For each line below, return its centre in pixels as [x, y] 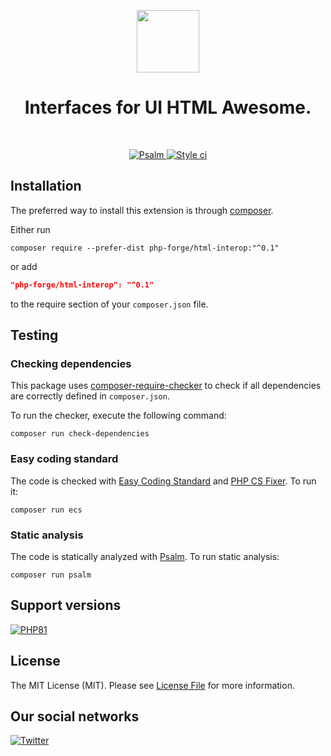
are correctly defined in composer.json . [90, 396]
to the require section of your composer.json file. [109, 304]
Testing [34, 335]
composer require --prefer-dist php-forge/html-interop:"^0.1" [145, 248]
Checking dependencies [71, 363]
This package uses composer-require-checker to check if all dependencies [166, 386]
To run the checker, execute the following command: [118, 416]
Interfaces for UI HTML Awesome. [168, 107]
